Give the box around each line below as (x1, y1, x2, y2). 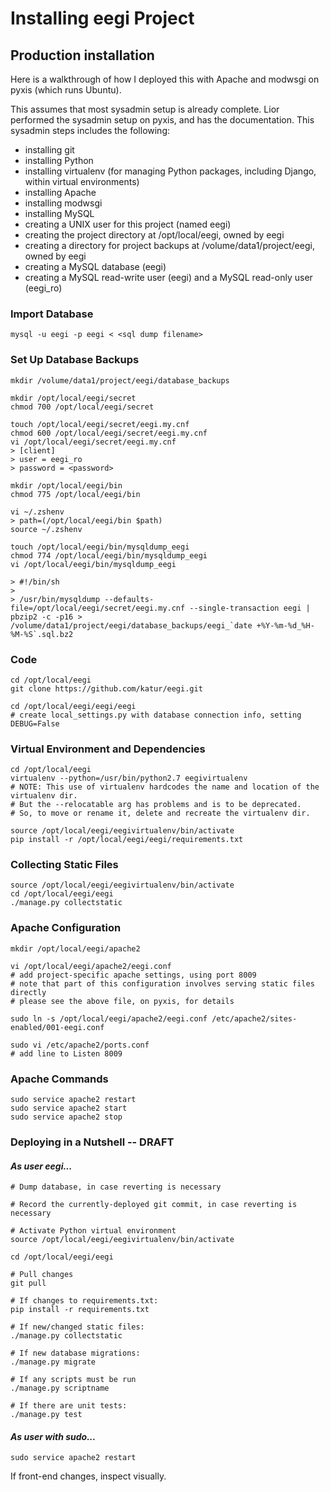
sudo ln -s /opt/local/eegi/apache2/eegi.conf (10, 1013, 208, 1024)
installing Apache (24, 187, 97, 198)
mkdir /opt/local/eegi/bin (10, 480, 123, 491)
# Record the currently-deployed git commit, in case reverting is (10, 1200, 298, 1210)
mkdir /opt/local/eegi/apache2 (10, 943, 141, 954)
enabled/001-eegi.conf (10, 1022, 105, 1032)
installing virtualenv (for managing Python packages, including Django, (24, 165, 317, 177)
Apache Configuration (10, 921, 122, 935)
